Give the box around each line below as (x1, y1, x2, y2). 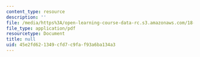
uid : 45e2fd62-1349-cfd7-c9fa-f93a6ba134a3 (6, 42, 116, 48)
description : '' (6, 14, 46, 20)
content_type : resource (6, 8, 65, 15)
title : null (6, 36, 36, 42)
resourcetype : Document (6, 31, 65, 37)
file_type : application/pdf (6, 25, 76, 31)
